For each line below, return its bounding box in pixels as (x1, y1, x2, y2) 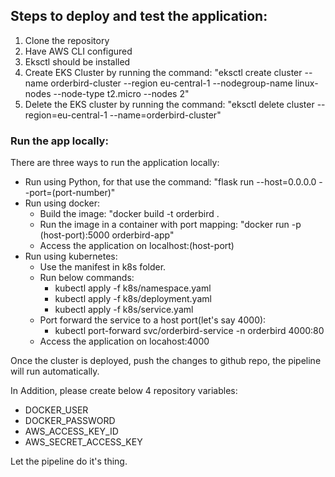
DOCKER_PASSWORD (24, 415, 116, 427)
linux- (294, 77, 319, 89)
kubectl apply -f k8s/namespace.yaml (54, 282, 212, 294)
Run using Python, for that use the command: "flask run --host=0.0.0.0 (24, 176, 317, 188)
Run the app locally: (10, 134, 109, 148)
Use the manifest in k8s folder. (39, 261, 167, 273)
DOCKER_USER (24, 404, 89, 416)
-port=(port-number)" (24, 187, 116, 199)
